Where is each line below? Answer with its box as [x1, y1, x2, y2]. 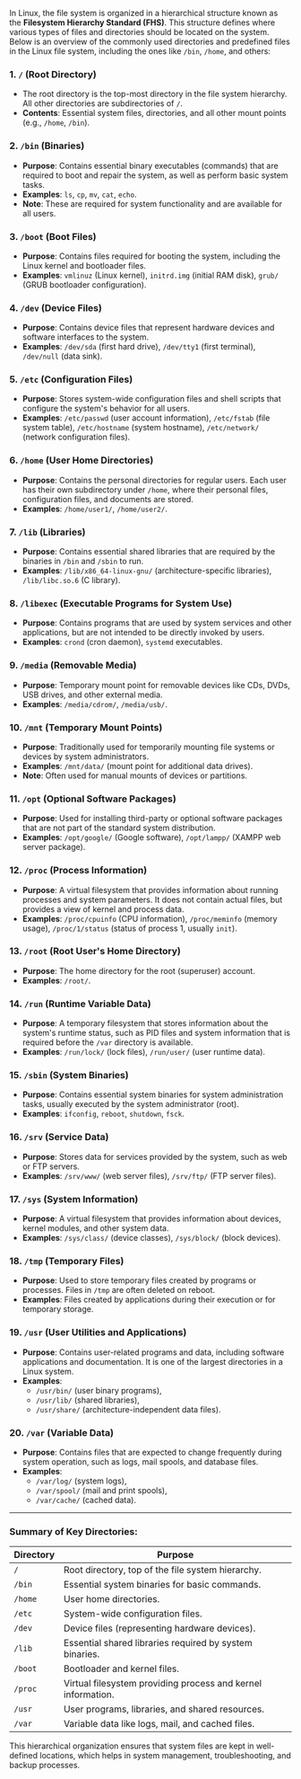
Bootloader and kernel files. [63, 1662, 180, 1675]
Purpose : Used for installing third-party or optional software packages [21, 813, 283, 824]
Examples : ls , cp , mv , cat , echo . [21, 189, 137, 199]
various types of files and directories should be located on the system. [9, 27, 271, 37]
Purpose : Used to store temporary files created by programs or [21, 1275, 257, 1286]
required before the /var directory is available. [21, 1037, 193, 1048]
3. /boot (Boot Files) [9, 230, 97, 243]
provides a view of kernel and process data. [21, 903, 185, 915]
